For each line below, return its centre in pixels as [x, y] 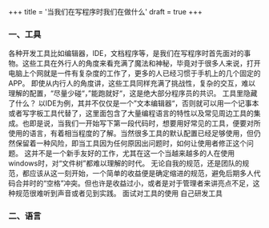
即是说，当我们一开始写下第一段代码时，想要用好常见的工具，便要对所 [145, 123]
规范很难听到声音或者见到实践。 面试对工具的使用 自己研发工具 [118, 194]
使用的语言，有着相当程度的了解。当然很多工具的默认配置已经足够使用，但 [131, 134]
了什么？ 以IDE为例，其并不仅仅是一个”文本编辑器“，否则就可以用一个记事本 [134, 103]
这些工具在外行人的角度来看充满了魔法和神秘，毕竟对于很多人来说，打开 [141, 63]
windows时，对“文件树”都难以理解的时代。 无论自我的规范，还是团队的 [125, 163]
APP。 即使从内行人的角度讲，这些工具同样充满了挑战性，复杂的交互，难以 [132, 83]
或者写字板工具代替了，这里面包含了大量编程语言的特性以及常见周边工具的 [131, 114]
